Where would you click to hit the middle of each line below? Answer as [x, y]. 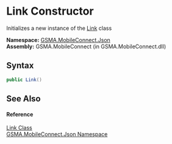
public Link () [24, 80]
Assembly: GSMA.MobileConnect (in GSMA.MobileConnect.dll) [86, 46]
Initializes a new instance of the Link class [59, 28]
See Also [23, 99]
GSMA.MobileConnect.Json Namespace [57, 134]
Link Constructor [50, 11]
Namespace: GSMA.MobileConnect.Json [59, 40]
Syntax [20, 66]
